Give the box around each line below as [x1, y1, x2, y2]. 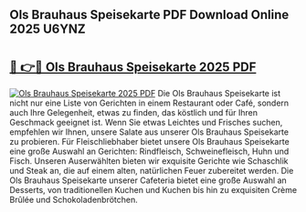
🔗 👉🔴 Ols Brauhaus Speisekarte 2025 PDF [9, 59, 257, 75]
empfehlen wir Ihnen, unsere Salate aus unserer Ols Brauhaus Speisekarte [9, 126, 290, 137]
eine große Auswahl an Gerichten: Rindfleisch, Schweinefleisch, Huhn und [9, 146, 290, 156]
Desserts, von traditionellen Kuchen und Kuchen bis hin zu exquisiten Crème [9, 185, 298, 195]
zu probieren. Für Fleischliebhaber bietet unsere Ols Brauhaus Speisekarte [9, 136, 290, 146]
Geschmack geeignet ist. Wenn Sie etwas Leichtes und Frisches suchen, [9, 117, 283, 127]
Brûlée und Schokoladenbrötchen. [9, 195, 139, 205]
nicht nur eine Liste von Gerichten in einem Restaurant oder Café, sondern [9, 97, 290, 108]
